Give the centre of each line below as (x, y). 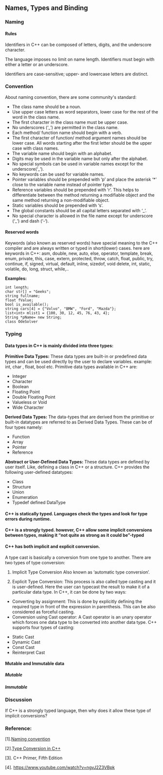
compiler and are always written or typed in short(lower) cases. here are (77, 248)
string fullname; (23, 296)
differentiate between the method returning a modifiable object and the (83, 195)
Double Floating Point (34, 397)
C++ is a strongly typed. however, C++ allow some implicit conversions (79, 530)
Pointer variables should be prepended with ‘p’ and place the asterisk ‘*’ (84, 179)
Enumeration (25, 497)
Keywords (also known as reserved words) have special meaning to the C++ (81, 243)
